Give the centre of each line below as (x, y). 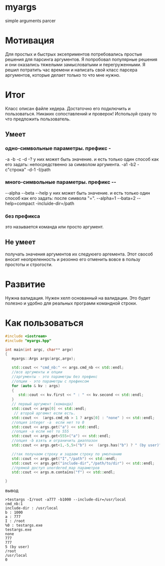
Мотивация (30, 41)
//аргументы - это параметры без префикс (55, 377)
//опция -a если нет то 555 (40, 431)
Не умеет (20, 242)
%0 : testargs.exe (24, 525)
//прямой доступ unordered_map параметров (55, 468)
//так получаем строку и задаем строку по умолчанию (67, 454)
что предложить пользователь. (38, 119)
